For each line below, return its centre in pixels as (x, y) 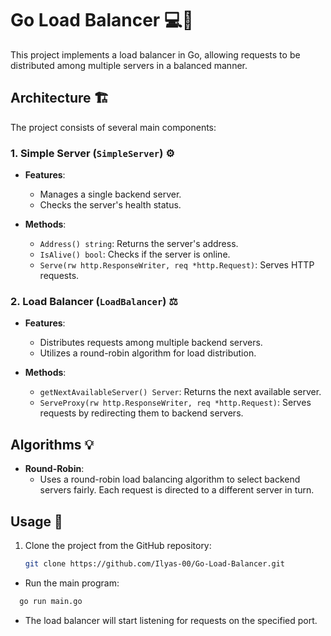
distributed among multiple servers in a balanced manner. (129, 65)
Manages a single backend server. (110, 194)
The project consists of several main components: (113, 127)
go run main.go (51, 601)
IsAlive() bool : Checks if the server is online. (135, 254)
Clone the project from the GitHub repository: (118, 545)
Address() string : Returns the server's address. (139, 244)
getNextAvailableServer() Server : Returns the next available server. (180, 392)
